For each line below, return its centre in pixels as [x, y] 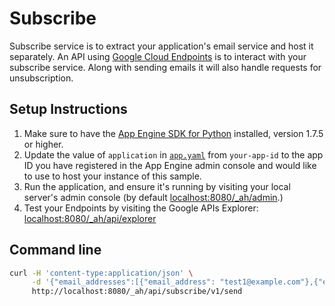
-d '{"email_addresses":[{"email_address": [123, 282]
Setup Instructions [68, 109]
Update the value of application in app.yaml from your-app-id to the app [173, 154]
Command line [55, 250]
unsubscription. [41, 78]
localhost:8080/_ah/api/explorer [90, 218]
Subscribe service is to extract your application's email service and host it [161, 46]
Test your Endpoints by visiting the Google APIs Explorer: [141, 208]
